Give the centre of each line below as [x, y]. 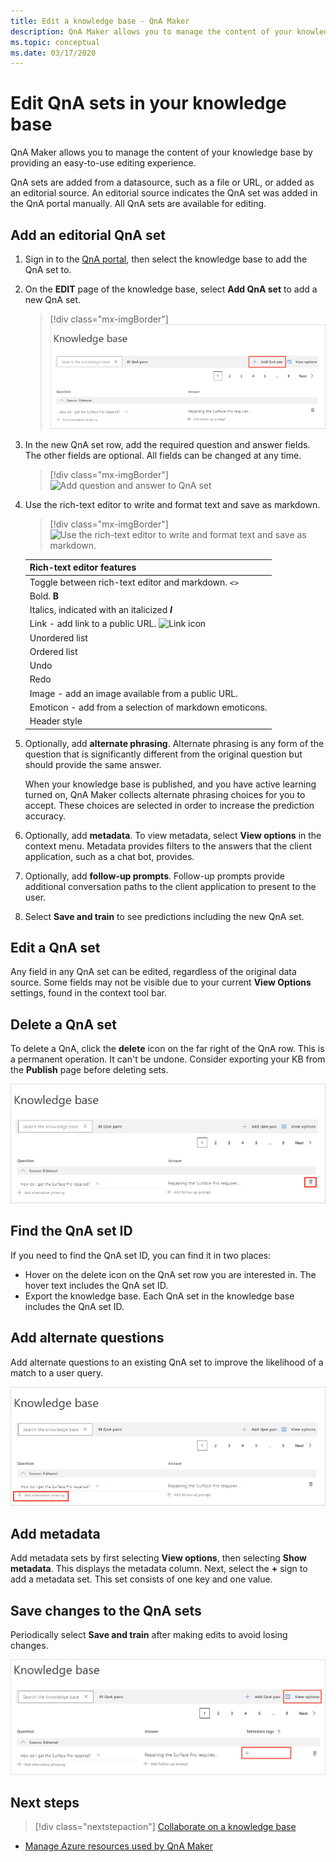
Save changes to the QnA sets [106, 1610]
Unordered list [58, 637]
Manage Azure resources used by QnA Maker [119, 1846]
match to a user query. [57, 1372]
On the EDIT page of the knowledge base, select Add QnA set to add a [171, 289]
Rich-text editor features [83, 567]
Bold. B [44, 596]
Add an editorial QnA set [88, 235]
